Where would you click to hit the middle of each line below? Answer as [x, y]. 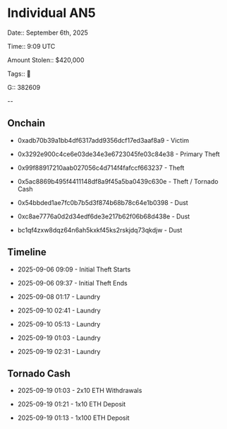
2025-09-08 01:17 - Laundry [59, 296]
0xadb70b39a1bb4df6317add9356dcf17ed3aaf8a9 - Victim [103, 140]
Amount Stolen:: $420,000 [46, 60]
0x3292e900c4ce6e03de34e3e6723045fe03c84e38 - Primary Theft [118, 154]
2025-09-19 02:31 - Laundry [59, 351]
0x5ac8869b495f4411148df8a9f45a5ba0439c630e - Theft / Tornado [118, 181]
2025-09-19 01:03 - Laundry [59, 338]
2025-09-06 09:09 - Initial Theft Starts [74, 269]
